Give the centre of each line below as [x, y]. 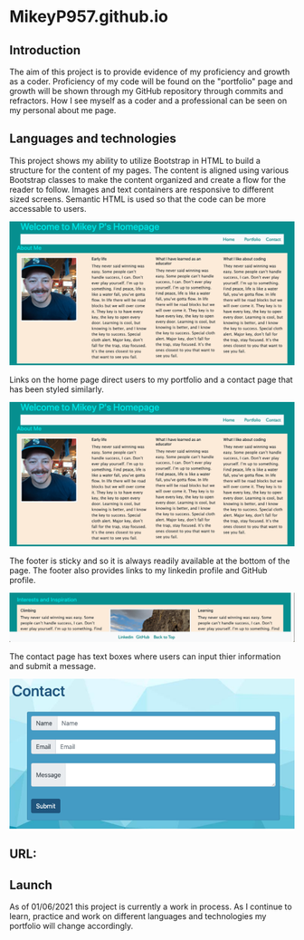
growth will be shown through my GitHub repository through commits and [146, 91]
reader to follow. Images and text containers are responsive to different [142, 189]
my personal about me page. [63, 110]
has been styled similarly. [57, 389]
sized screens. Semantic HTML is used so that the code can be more [138, 199]
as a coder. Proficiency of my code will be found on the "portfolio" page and [152, 82]
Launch [31, 885]
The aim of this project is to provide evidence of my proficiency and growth [150, 72]
